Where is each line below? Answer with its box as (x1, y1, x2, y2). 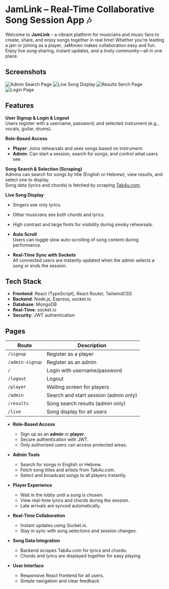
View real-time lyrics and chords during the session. (20, 497, 129, 503)
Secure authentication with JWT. (20, 436, 89, 442)
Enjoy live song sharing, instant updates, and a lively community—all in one (5, 47, 162, 54)
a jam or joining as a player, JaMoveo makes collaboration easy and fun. (5, 42, 156, 48)
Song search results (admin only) (46, 400, 126, 407)
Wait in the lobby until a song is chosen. (20, 492, 104, 498)
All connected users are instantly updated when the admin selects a (12, 257, 155, 263)
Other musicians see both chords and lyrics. (12, 212, 106, 218)
